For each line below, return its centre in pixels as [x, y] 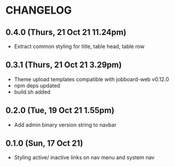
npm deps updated [37, 85]
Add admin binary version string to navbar [65, 124]
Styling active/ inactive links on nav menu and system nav [84, 158]
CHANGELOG [39, 10]
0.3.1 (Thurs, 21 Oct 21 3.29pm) [64, 65]
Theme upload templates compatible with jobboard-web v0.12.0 [91, 79]
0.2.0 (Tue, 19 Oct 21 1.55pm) [60, 110]
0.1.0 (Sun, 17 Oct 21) [44, 144]
